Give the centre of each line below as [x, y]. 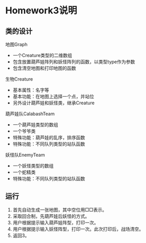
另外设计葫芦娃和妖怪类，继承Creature [54, 103]
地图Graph [16, 44]
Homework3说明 [41, 11]
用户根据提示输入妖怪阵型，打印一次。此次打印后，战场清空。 [78, 229]
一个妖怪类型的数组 [33, 166]
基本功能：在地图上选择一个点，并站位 [53, 96]
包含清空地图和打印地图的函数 [44, 68]
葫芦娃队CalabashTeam [30, 114]
